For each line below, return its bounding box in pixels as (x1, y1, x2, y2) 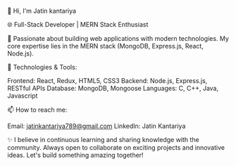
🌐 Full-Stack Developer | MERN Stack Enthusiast (7, 20, 149, 28)
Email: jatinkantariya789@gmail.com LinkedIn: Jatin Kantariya (7, 122, 186, 130)
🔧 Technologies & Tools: (7, 63, 77, 71)
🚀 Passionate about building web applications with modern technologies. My (7, 34, 229, 42)
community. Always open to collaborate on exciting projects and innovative (7, 143, 225, 151)
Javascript (7, 91, 38, 100)
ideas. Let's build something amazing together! (7, 151, 144, 159)
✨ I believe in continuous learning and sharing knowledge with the (7, 136, 199, 143)
